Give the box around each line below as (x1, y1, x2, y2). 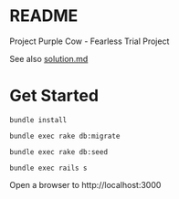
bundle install (9, 115, 68, 124)
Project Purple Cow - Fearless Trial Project (9, 36, 170, 47)
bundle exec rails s (9, 163, 89, 173)
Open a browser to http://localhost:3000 (9, 179, 162, 190)
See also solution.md (9, 53, 89, 64)
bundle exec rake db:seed (9, 147, 108, 156)
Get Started (9, 86, 99, 106)
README (9, 5, 79, 26)
